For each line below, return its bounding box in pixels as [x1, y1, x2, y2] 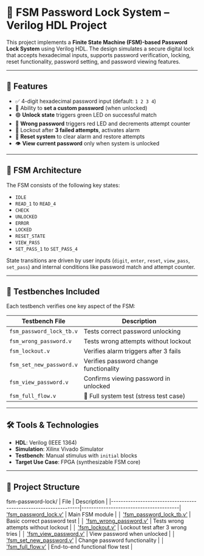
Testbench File [21, 317, 66, 325]
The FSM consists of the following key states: [6, 181, 120, 189]
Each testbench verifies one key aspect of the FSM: [6, 302, 135, 310]
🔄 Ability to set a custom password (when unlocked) [15, 104, 148, 111]
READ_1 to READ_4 [15, 200, 56, 207]
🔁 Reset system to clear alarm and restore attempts [15, 133, 145, 140]
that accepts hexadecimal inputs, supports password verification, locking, [6, 51, 191, 58]
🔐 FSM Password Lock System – [6, 5, 170, 19]
